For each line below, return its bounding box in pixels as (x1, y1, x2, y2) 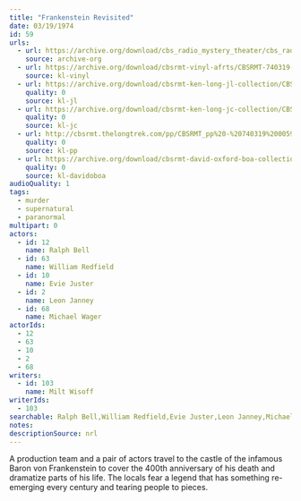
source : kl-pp (25, 146, 78, 155)
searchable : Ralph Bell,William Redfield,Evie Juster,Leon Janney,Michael (9, 412, 295, 421)
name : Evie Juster (25, 279, 94, 288)
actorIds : (9, 321, 47, 330)
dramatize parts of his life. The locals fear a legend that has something (9, 472, 271, 483)
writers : (9, 370, 42, 380)
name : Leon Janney (25, 296, 94, 305)
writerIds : (9, 395, 50, 405)
